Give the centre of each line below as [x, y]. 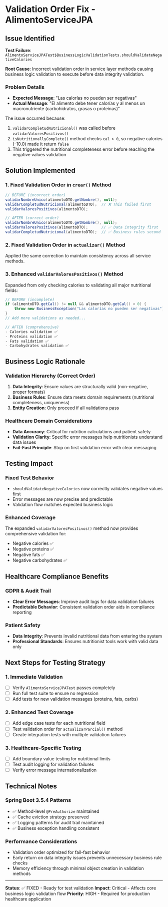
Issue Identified [30, 38]
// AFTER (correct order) [32, 218]
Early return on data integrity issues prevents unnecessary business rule [87, 858]
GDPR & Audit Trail [28, 590]
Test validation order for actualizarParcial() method [67, 729]
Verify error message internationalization [54, 770]
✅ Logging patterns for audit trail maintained [58, 822]
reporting [22, 612]
